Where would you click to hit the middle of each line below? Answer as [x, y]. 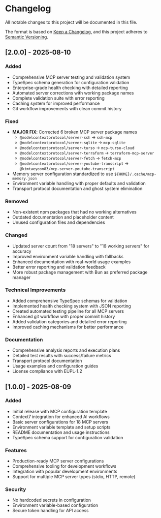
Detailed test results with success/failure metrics [62, 356]
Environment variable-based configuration [55, 505]
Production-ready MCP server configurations [58, 461]
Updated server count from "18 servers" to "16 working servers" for [81, 246]
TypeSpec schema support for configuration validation [68, 437]
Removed [17, 201]
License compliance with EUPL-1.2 [47, 371]
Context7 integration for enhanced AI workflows [61, 417]
